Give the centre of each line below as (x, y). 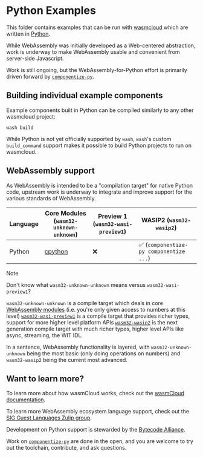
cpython (56, 251)
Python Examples (51, 11)
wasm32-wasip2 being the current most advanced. (67, 360)
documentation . (26, 399)
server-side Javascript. (35, 58)
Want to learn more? (45, 379)
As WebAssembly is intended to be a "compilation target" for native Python (100, 185)
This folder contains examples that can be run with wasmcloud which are (97, 27)
